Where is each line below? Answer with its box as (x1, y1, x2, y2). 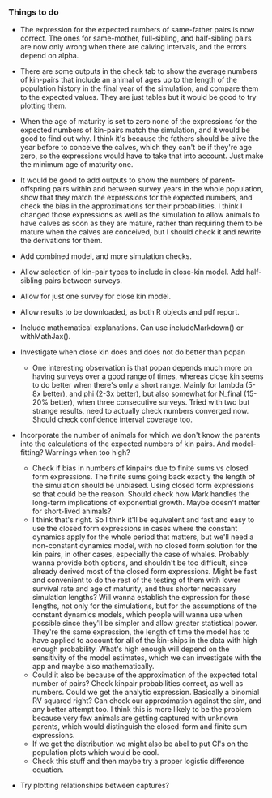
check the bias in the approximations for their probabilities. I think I (19, 201, 243, 211)
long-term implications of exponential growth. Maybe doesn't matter (32, 498, 261, 508)
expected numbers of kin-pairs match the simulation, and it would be (19, 125, 251, 135)
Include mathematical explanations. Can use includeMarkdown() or (19, 323, 244, 332)
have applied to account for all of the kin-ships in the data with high (32, 636, 257, 646)
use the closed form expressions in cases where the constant (32, 524, 238, 534)
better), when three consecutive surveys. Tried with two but (49, 397, 250, 407)
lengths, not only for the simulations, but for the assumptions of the (32, 601, 257, 611)
